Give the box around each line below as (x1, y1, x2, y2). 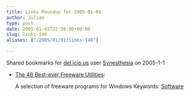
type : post (6, 20, 34, 26)
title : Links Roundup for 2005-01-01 (6, 9, 102, 15)
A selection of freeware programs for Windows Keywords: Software (15, 83, 184, 90)
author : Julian (6, 15, 45, 21)
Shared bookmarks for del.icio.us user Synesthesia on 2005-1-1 (6, 59, 165, 66)
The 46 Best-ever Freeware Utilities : (15, 71, 106, 78)
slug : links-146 (6, 32, 47, 38)
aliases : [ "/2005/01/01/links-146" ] (6, 37, 99, 43)
